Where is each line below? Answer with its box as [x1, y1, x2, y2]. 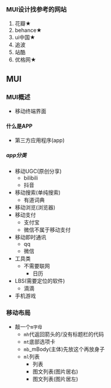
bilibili [23, 174, 39, 181]
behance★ [14, 27, 42, 34]
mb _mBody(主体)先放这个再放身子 [23, 346, 105, 353]
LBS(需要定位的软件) [14, 278, 65, 285]
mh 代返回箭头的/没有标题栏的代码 [23, 331, 104, 338]
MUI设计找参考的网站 [6, 5, 67, 13]
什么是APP [6, 122, 33, 130]
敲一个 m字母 [14, 324, 43, 331]
